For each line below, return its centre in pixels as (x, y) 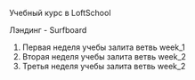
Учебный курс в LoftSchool (60, 13)
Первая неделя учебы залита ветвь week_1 (103, 47)
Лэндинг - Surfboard (48, 30)
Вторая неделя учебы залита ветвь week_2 (104, 56)
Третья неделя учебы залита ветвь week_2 (104, 66)
